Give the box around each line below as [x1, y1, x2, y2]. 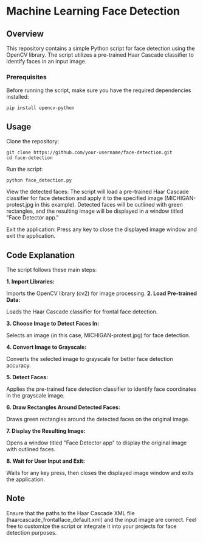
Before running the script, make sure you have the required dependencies [6, 87, 191, 94]
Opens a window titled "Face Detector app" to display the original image [6, 439, 187, 446]
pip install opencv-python [6, 105, 75, 111]
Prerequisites [6, 73, 47, 81]
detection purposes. [6, 529, 57, 536]
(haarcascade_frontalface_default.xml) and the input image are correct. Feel [6, 516, 197, 523]
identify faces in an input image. [6, 58, 87, 65]
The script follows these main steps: [6, 266, 97, 273]
